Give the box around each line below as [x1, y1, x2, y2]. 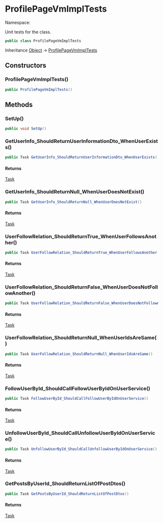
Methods [5, 100, 33, 109]
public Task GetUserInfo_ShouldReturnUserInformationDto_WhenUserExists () [5, 155, 160, 160]
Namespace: [5, 19, 31, 25]
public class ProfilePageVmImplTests [5, 38, 81, 43]
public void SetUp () [5, 126, 47, 131]
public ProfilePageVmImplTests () [5, 87, 73, 92]
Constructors [5, 61, 47, 70]
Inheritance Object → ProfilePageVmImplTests [5, 47, 98, 53]
